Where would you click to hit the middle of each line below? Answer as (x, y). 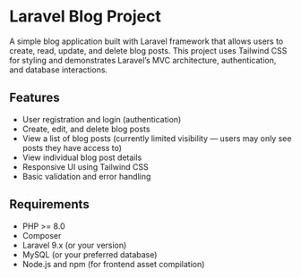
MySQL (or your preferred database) (90, 254)
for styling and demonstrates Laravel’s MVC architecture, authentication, (143, 60)
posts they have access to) (72, 147)
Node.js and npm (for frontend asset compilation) (113, 264)
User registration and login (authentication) (102, 119)
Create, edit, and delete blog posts (86, 129)
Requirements (49, 204)
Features (34, 98)
